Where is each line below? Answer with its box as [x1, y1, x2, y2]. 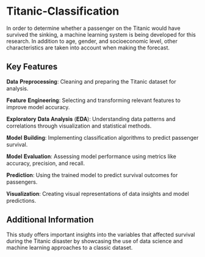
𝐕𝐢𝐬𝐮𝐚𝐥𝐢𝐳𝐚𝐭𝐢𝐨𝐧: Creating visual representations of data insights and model [6, 190, 189, 197]
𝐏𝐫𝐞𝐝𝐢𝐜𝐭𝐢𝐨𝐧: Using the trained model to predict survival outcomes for [6, 171, 178, 178]
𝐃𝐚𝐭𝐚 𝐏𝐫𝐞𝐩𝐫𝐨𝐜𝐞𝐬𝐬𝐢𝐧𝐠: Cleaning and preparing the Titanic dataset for [6, 78, 176, 85]
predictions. [6, 197, 37, 204]
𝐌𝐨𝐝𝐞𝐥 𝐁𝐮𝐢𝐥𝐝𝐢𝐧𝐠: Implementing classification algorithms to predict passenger [6, 134, 199, 141]
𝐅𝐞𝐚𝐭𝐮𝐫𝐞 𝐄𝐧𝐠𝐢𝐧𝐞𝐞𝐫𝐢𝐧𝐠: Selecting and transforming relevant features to [6, 96, 181, 104]
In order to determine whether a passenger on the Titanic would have [6, 24, 181, 32]
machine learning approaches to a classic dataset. [6, 244, 133, 251]
